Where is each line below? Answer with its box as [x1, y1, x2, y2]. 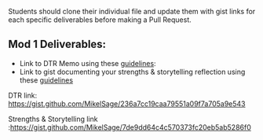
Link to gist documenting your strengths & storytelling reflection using [19, 67, 246, 76]
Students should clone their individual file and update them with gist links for [8, 7, 256, 16]
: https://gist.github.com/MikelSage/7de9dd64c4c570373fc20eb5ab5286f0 [8, 122, 251, 132]
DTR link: [8, 90, 38, 100]
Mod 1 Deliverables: [8, 38, 107, 51]
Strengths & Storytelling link [8, 114, 98, 123]
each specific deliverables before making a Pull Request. [8, 15, 192, 24]
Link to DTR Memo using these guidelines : [19, 58, 156, 68]
